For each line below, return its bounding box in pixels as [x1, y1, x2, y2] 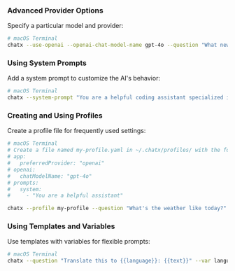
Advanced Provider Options [7, 6, 104, 15]
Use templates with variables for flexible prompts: [7, 237, 150, 246]
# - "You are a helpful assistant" [7, 192, 124, 200]
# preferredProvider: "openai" [7, 160, 105, 167]
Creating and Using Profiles [7, 111, 103, 120]
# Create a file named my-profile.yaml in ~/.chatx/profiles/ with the [7, 146, 220, 154]
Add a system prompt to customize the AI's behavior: [7, 74, 161, 83]
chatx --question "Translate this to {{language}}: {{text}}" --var [7, 258, 211, 265]
